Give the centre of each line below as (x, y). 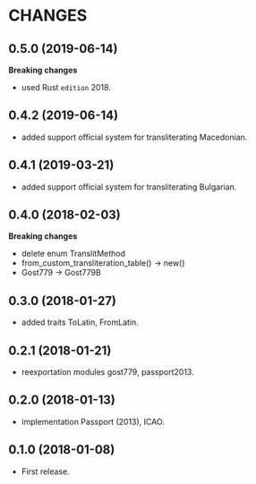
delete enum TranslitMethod (73, 254)
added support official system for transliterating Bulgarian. (129, 187)
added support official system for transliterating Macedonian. (134, 137)
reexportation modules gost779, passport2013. (107, 372)
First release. (45, 471)
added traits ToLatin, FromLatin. (80, 322)
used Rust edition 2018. (66, 87)
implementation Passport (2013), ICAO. (93, 421)
